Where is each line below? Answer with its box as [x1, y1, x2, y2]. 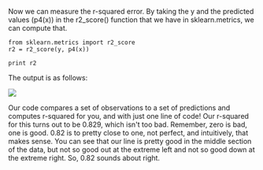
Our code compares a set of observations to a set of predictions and [8, 103, 231, 113]
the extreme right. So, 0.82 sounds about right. [8, 153, 160, 162]
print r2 [8, 59, 37, 67]
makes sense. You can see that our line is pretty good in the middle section [8, 137, 252, 146]
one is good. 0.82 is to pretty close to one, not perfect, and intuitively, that [8, 128, 249, 137]
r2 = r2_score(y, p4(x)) [8, 46, 90, 54]
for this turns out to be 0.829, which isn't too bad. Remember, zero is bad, [8, 120, 248, 129]
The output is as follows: [8, 73, 88, 82]
